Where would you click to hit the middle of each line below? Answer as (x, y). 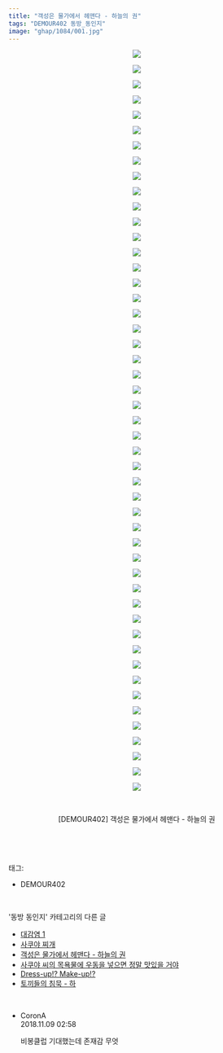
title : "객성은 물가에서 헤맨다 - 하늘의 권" (75, 16)
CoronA (33, 1016)
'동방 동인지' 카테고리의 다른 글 (57, 917)
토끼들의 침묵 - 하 (48, 984)
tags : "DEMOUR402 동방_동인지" (57, 24)
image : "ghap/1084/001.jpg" (56, 31)
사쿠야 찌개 (38, 945)
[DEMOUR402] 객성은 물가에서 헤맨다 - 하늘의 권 (137, 819)
